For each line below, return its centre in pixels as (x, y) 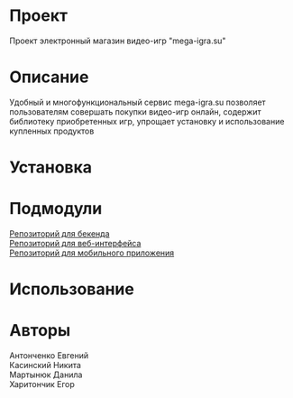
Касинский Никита (45, 366)
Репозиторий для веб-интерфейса (75, 243)
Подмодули (56, 209)
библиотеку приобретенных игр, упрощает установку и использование (147, 121)
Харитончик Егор (42, 384)
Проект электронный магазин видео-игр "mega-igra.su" (118, 41)
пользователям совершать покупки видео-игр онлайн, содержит (135, 111)
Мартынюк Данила (46, 375)
